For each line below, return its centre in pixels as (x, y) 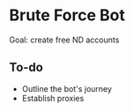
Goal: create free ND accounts (64, 40)
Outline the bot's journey (67, 88)
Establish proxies (53, 98)
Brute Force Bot (67, 15)
